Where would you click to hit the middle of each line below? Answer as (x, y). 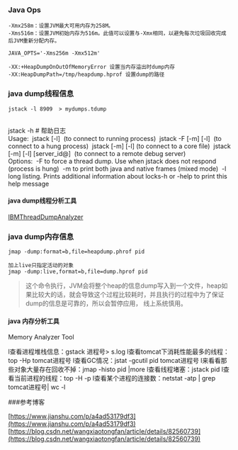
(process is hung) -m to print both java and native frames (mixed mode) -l (117, 169)
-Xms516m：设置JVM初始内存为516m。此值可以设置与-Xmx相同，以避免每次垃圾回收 (112, 33)
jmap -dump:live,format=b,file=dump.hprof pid (78, 272)
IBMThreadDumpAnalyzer (46, 217)
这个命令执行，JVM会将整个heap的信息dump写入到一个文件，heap (123, 286)
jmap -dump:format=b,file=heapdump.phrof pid (76, 252)
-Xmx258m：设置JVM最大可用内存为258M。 (61, 26)
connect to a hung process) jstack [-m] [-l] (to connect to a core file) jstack (119, 146)
